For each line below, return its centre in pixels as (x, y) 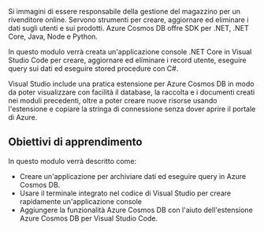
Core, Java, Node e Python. (53, 36)
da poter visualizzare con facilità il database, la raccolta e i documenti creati (132, 92)
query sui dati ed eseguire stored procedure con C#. (93, 69)
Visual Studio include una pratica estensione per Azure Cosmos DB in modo (131, 84)
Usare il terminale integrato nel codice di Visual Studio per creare (125, 193)
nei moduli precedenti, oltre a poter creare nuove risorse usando (113, 101)
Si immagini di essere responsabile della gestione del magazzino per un (125, 11)
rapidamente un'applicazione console (80, 201)
